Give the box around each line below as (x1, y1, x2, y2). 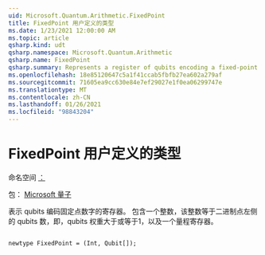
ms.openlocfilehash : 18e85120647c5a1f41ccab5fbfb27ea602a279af (8, 71, 223, 79)
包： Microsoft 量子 (8, 189, 72, 199)
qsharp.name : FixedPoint (8, 57, 91, 65)
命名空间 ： (8, 172, 45, 182)
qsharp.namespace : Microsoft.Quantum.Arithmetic (8, 49, 173, 57)
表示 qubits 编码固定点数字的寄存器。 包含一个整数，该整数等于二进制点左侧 (8, 206, 258, 216)
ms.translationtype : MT (8, 85, 88, 94)
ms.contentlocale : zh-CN (8, 93, 91, 101)
